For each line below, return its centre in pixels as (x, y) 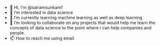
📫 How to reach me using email (42, 38)
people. (17, 33)
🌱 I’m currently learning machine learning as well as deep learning (76, 17)
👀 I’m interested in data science (41, 12)
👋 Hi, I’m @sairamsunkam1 (36, 7)
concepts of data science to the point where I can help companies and (80, 28)
